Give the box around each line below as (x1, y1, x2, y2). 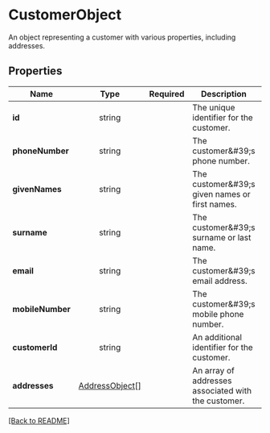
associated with (192, 385, 252, 396)
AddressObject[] (78, 380, 142, 391)
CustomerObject (8, 6, 122, 24)
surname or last (192, 231, 252, 243)
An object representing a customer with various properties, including (8, 32, 236, 42)
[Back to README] (8, 415, 70, 425)
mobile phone (192, 308, 244, 319)
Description (200, 88, 247, 99)
